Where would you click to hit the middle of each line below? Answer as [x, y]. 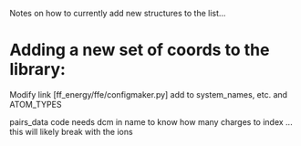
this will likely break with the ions [72, 131]
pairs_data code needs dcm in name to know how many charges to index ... [151, 121]
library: [38, 70]
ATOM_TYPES [36, 104]
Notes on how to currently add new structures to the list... [118, 13]
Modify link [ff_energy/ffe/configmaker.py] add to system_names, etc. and [149, 94]
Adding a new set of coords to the [140, 50]
